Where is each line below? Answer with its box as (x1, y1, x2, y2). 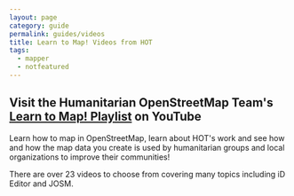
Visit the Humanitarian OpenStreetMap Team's (9, 95, 274, 111)
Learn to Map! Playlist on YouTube (9, 109, 202, 124)
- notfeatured (17, 63, 69, 72)
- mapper (17, 54, 50, 63)
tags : (9, 46, 29, 55)
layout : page (9, 12, 58, 22)
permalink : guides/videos (9, 29, 105, 38)
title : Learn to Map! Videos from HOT (9, 37, 153, 47)
